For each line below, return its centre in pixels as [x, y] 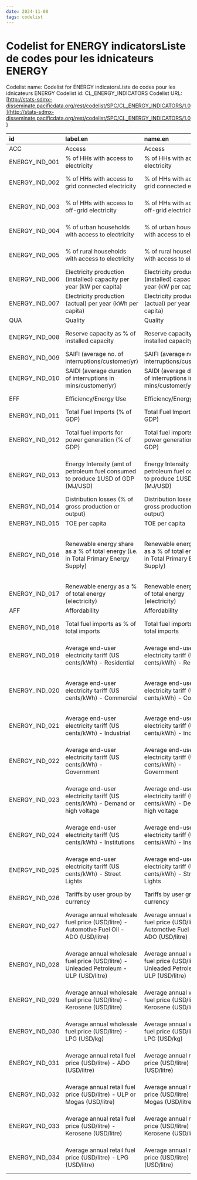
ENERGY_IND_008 [34, 337]
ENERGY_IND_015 [34, 524]
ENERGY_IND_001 [34, 162]
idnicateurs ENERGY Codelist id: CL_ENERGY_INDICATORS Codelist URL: [94, 93]
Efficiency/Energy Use [96, 399]
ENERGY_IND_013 [34, 475]
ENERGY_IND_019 [34, 656]
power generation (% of [98, 440]
